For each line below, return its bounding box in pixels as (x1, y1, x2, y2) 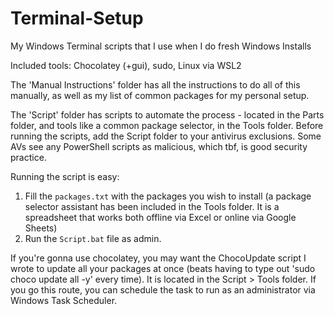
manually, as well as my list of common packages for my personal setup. (10, 89, 310, 101)
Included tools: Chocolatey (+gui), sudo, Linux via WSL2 (10, 59, 242, 71)
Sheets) (24, 222, 58, 234)
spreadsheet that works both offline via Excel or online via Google (24, 211, 297, 223)
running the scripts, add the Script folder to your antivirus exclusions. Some (10, 130, 322, 142)
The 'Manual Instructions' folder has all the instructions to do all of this (10, 78, 301, 91)
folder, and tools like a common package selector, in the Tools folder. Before (10, 119, 324, 131)
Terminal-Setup (10, 7, 144, 30)
